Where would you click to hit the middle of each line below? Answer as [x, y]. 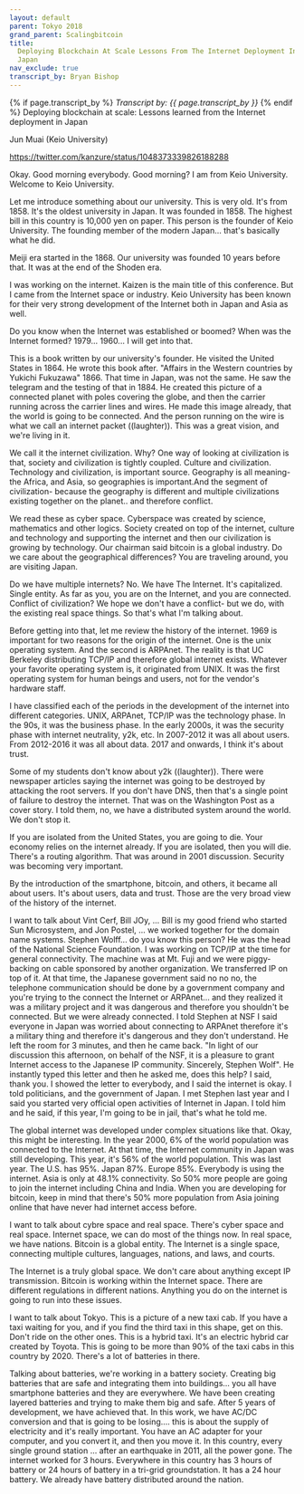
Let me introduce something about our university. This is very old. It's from [148, 201]
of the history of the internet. [63, 903]
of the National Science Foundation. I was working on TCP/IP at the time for [150, 949]
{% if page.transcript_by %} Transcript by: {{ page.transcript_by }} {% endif [151, 102]
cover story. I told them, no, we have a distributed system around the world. [150, 809]
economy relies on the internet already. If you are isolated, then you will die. [150, 847]
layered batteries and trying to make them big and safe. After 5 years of [142, 1402]
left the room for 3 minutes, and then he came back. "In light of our [134, 1045]
